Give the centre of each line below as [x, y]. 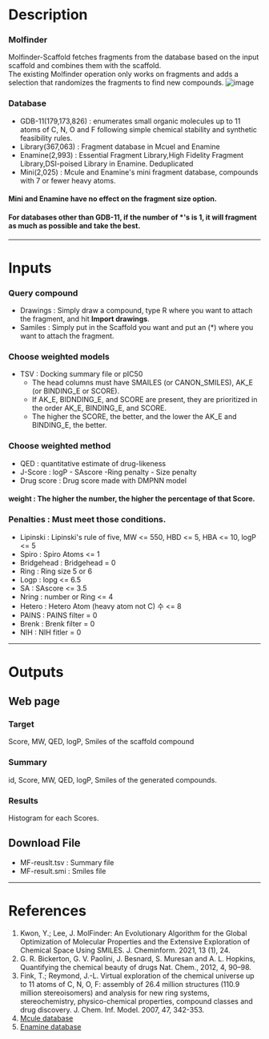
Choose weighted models [59, 356]
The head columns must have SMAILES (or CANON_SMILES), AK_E [143, 383]
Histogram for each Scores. [54, 818]
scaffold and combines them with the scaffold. [85, 66]
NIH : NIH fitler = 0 [50, 632]
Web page [34, 701]
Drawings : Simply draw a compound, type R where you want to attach [136, 311]
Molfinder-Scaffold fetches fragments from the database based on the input [134, 57]
